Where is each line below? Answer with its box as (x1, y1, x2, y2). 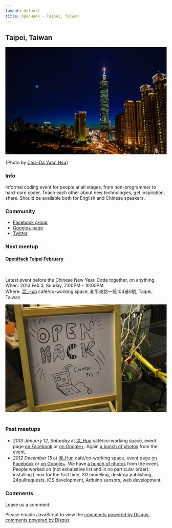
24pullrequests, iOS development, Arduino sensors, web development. (12, 477, 162, 483)
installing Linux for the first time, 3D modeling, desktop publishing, (12, 472, 153, 478)
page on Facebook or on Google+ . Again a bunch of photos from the (12, 443, 158, 450)
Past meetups (5, 426, 40, 433)
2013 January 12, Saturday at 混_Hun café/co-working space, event (12, 438, 156, 444)
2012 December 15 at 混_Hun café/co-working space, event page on (12, 455, 157, 461)
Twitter (12, 230, 28, 237)
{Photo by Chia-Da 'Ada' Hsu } (5, 159, 68, 166)
